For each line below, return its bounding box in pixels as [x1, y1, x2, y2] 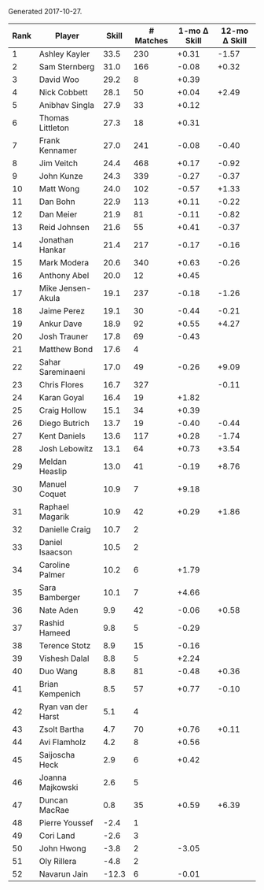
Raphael [38, 502, 69, 512]
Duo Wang [38, 666, 79, 677]
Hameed [38, 628, 71, 638]
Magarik [38, 511, 70, 522]
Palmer [38, 569, 65, 580]
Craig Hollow [38, 405, 87, 416]
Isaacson [38, 547, 73, 558]
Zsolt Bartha [38, 724, 85, 735]
